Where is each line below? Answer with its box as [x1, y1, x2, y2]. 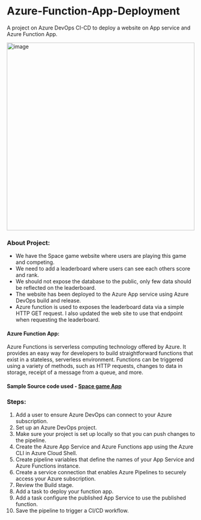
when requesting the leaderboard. [15, 316, 100, 323]
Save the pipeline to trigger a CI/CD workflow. [15, 507, 129, 515]
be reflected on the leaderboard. [15, 284, 97, 292]
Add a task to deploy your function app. [15, 488, 114, 495]
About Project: [7, 239, 50, 247]
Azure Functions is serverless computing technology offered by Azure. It [7, 343, 187, 350]
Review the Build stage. [15, 482, 74, 489]
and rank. [15, 272, 40, 279]
